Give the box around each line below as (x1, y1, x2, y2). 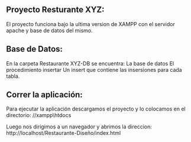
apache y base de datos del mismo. (6, 27, 93, 34)
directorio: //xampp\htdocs (6, 112, 72, 119)
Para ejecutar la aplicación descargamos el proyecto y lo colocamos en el (6, 105, 186, 112)
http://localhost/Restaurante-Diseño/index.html (6, 130, 121, 137)
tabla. (6, 72, 20, 80)
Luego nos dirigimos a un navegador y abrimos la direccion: (6, 123, 153, 130)
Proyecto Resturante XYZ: (6, 5, 105, 15)
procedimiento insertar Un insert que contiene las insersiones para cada (6, 66, 182, 73)
